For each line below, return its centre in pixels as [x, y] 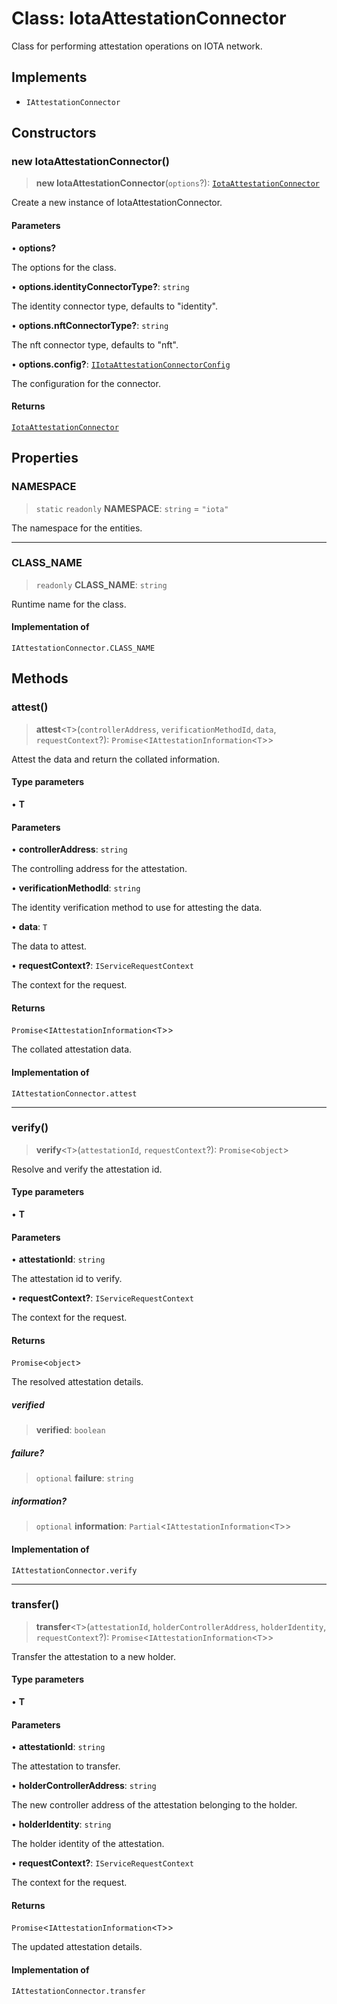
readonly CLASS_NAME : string [101, 584]
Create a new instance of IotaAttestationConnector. [117, 203]
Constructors [54, 133]
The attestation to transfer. [66, 1766]
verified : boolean [70, 1430]
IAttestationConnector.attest [74, 1093]
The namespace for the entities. [77, 528]
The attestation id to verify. [67, 1279]
